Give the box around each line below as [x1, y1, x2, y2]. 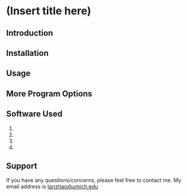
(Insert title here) [6, 4, 91, 18]
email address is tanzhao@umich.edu [6, 183, 98, 190]
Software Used [6, 109, 63, 119]
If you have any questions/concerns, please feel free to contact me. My [6, 177, 182, 184]
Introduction [6, 28, 54, 38]
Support [6, 161, 38, 171]
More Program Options [6, 88, 92, 99]
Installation [6, 48, 49, 58]
